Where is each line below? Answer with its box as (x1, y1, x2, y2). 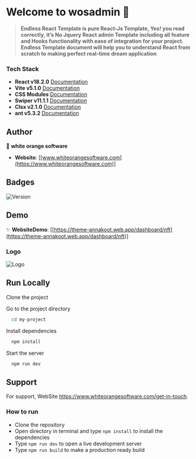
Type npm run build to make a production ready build (14, 446, 145, 453)
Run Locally (6, 278, 50, 288)
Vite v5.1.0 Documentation (14, 85, 80, 92)
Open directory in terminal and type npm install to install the (14, 427, 164, 434)
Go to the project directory (6, 305, 71, 312)
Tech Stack (6, 64, 40, 73)
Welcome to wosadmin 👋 (6, 5, 130, 19)
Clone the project (6, 293, 48, 300)
